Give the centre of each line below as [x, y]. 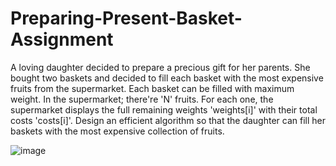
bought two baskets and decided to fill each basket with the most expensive [167, 78]
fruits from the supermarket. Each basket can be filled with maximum [152, 88]
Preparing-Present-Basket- [126, 18]
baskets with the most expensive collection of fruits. [117, 131]
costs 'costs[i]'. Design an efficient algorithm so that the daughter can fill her [168, 120]
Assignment [62, 39]
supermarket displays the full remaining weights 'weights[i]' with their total [164, 109]
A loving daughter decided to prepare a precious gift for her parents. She [160, 67]
